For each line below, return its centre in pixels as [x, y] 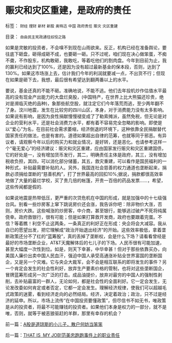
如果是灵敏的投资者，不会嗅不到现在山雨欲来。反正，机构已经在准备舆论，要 [86, 47]
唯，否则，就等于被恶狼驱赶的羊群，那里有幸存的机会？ [63, 313]
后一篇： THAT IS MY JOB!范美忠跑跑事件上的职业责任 [63, 335]
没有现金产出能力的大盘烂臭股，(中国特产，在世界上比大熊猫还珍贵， [87, 97]
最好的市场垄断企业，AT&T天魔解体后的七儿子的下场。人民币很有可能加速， [85, 242]
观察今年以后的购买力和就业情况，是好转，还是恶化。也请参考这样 [92, 142]
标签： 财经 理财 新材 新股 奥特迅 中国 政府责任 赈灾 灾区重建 [62, 26]
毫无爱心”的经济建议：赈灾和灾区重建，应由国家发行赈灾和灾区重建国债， [89, 148]
